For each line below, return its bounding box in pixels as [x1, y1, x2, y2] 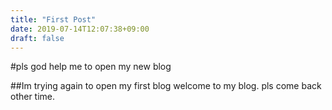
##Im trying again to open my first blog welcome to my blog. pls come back [10, 80, 322, 92]
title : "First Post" [10, 14, 97, 25]
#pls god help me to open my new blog [10, 61, 172, 73]
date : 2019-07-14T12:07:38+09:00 [10, 24, 150, 34]
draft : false [10, 33, 65, 43]
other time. [10, 91, 56, 103]
